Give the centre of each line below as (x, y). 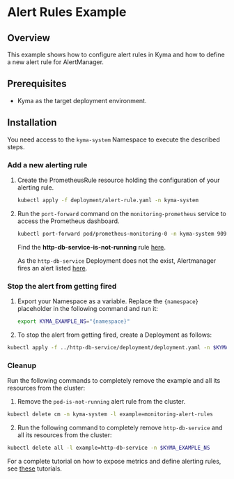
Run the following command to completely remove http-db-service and (120, 427)
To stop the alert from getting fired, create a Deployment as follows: (115, 335)
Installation (32, 123)
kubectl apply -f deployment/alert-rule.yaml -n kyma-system (108, 200)
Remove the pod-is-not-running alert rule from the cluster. (101, 402)
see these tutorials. (35, 469)
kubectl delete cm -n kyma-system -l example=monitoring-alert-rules (110, 415)
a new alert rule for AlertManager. (56, 62)
